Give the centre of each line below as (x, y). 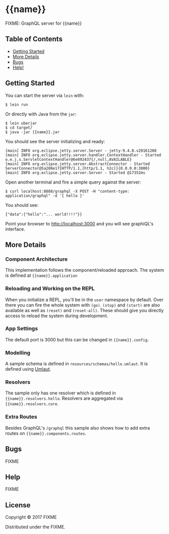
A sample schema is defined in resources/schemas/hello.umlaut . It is (76, 364)
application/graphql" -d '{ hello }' (45, 196)
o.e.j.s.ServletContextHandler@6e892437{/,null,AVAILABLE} (69, 159)
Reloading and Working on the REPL (50, 288)
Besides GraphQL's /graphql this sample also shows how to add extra (78, 428)
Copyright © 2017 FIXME (31, 517)
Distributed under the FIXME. (35, 527)
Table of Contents (34, 39)
